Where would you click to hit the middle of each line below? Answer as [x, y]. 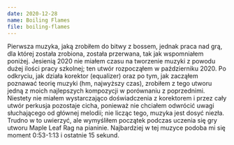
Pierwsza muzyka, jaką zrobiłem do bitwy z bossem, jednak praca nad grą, [115, 47]
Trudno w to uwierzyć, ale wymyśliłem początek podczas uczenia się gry [112, 121]
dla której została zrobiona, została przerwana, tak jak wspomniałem [105, 54]
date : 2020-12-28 [32, 14]
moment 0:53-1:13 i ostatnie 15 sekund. [64, 135]
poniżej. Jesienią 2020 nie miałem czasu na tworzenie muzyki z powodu [111, 61]
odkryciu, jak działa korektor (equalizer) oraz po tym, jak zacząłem [103, 76]
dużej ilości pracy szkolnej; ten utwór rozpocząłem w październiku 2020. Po [117, 69]
